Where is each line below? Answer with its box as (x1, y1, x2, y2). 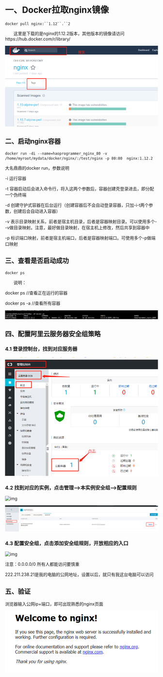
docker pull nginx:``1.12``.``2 (5, 21, 70, 26)
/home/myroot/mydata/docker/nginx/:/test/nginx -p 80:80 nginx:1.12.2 (5, 156, 153, 161)
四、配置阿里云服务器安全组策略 (5, 330, 101, 338)
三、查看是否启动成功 (5, 257, 69, 265)
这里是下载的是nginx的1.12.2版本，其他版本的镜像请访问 (13, 30, 125, 36)
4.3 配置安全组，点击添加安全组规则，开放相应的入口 (5, 540, 129, 547)
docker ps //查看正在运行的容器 (5, 290, 68, 295)
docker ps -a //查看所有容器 (5, 300, 61, 306)
